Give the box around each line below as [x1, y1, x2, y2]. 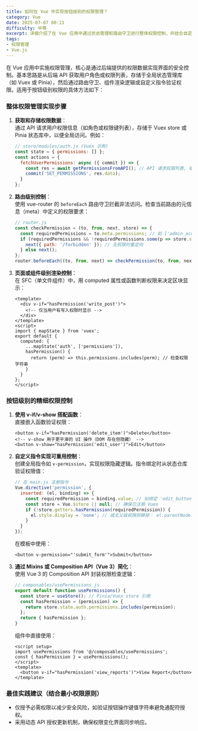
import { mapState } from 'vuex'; [14, 328, 100, 334]
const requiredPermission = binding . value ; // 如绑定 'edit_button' [25, 496, 194, 501]
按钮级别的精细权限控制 [6, 396, 72, 405]
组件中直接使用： [14, 632, 57, 639]
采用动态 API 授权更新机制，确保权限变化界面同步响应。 [14, 719, 150, 726]
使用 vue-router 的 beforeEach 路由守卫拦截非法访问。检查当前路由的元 [14, 201, 187, 208]
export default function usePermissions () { [14, 588, 126, 594]
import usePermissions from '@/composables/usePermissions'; [14, 649, 169, 655]
